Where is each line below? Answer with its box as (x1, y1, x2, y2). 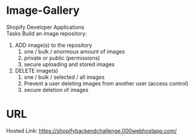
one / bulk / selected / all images (23, 73, 105, 81)
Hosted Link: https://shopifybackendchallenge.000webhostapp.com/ (6, 127, 177, 134)
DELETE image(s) (14, 67, 58, 74)
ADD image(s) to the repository (14, 41, 92, 49)
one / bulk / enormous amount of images (23, 47, 125, 55)
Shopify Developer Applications (6, 23, 85, 31)
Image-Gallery (6, 4, 80, 17)
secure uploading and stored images (23, 61, 115, 68)
